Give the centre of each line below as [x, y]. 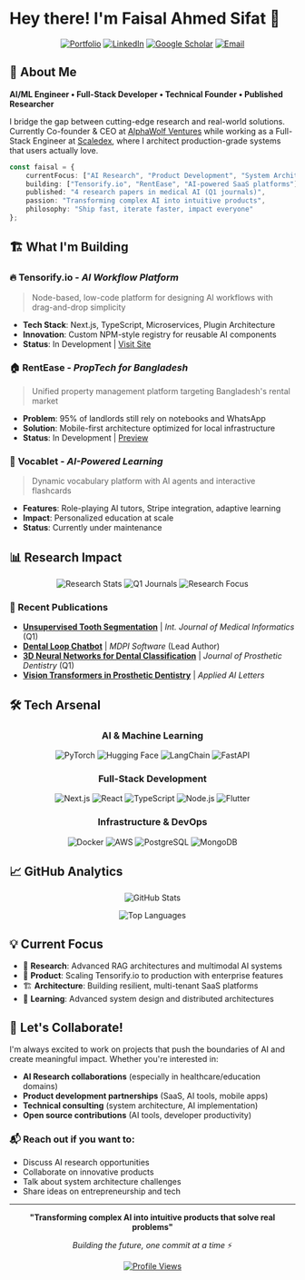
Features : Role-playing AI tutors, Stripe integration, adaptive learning [152, 509]
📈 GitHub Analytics [66, 871]
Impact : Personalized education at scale [98, 518]
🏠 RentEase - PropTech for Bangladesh [99, 368]
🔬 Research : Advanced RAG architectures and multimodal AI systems [152, 966]
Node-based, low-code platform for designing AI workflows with [152, 297]
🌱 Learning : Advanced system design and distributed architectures [148, 999]
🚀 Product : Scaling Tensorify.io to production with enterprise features [153, 976]
